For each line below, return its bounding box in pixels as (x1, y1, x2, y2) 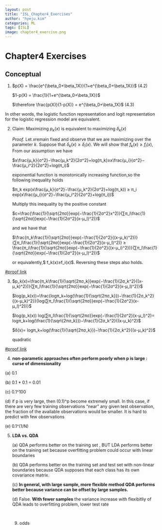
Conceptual (5, 70, 41, 78)
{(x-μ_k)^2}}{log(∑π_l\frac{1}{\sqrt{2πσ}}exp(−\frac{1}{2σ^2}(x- (12, 298, 139, 304)
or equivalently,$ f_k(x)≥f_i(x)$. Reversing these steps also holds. (12, 259, 143, 265)
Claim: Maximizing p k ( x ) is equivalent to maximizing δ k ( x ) (12, 126, 127, 133)
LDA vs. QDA (12, 432, 39, 438)
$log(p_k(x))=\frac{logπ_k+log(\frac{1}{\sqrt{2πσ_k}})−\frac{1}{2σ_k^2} (12, 293, 154, 299)
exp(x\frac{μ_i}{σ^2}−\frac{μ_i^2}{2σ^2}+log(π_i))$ (12, 192, 114, 197)
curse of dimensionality (12, 360, 62, 366)
